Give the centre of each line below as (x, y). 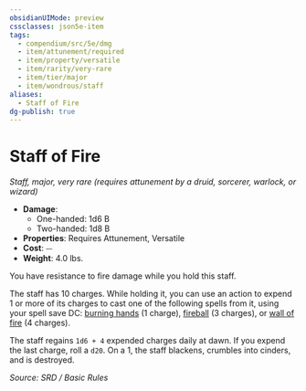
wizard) (24, 192)
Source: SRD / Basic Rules (59, 378)
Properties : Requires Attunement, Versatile (104, 238)
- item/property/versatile (69, 60)
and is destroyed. (42, 360)
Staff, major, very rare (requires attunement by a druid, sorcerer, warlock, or (153, 182)
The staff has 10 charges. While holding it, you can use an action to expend (151, 294)
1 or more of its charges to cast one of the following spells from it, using (144, 303)
